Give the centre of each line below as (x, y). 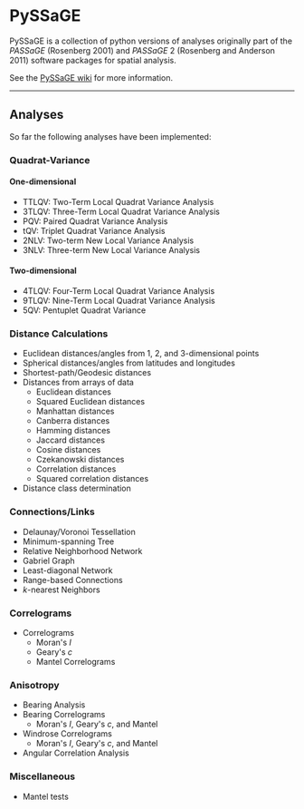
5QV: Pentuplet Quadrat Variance (84, 310)
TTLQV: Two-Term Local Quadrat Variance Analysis (118, 201)
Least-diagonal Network (67, 570)
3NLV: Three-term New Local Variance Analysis (111, 249)
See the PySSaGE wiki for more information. (91, 77)
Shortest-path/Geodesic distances (87, 373)
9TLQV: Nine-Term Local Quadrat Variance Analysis (119, 301)
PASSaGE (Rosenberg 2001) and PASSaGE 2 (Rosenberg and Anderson (142, 50)
